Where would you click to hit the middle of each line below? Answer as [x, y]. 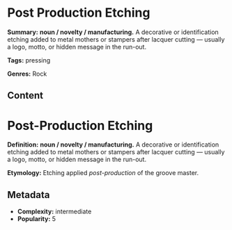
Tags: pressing [29, 60]
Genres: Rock [27, 74]
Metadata [29, 195]
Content [25, 96]
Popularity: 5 [37, 219]
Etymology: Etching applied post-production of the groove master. [103, 173]
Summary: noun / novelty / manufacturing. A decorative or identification [113, 32]
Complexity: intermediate [54, 212]
